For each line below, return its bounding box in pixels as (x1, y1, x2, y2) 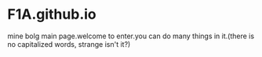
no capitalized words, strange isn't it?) (7, 39, 131, 48)
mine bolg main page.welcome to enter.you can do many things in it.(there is (7, 31, 255, 41)
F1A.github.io (7, 5, 96, 23)
